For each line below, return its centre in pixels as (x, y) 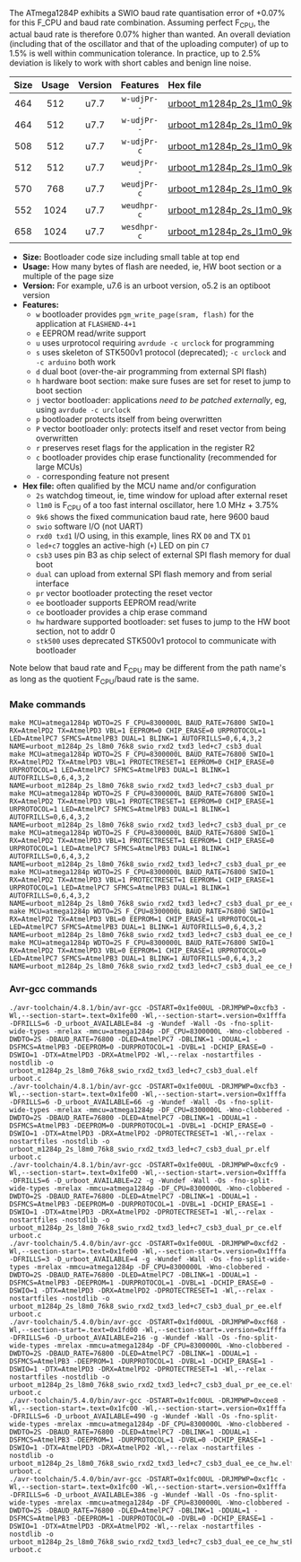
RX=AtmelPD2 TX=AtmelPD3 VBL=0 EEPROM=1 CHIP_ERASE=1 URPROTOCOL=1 (138, 919)
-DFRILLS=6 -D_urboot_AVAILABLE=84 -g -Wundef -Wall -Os (118, 1023)
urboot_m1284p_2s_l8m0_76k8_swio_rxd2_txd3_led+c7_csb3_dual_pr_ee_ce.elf (152, 1385)
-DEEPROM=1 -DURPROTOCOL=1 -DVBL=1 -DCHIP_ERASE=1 (170, 1361)
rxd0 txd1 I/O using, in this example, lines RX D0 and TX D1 (143, 535)
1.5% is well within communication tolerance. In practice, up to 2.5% (135, 53)
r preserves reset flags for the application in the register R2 (145, 447)
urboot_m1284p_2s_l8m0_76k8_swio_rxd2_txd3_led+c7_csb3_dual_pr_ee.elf (146, 1306)
